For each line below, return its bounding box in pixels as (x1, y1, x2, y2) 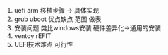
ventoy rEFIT (13, 32, 52, 40)
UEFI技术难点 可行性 (13, 40, 73, 48)
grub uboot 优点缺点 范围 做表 (13, 15, 102, 23)
